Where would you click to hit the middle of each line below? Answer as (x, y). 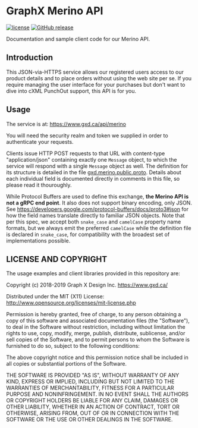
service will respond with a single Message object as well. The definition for (97, 166)
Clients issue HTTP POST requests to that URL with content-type (86, 153)
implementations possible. (38, 240)
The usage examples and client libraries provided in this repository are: (93, 273)
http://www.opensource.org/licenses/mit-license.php (71, 303)
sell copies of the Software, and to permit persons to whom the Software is (98, 339)
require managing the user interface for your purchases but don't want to (96, 84)
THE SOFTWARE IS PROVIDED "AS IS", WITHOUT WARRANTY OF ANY (93, 375)
